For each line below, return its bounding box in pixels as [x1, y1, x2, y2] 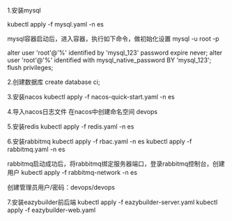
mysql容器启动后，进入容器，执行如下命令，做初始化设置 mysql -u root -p [7, 34, 219, 43]
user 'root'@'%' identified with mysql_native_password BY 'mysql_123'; [7, 56, 212, 64]
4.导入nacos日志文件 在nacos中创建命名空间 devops [7, 108, 158, 115]
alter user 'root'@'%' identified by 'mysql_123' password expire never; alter [7, 48, 223, 57]
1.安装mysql [7, 6, 42, 14]
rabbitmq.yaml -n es [7, 145, 65, 153]
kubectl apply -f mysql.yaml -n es [7, 20, 105, 28]
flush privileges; [7, 64, 54, 71]
